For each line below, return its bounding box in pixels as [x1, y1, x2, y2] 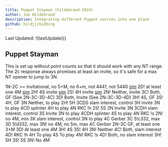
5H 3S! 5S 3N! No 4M [5, 137, 50, 143]
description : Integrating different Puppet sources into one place [5, 17, 150, 22]
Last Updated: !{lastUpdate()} [5, 35, 66, 41]
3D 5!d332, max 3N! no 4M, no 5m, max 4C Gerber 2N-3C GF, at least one [5, 121, 160, 127]
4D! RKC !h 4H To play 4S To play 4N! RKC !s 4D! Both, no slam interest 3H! [5, 132, 162, 138]
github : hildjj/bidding [5, 21, 55, 27]
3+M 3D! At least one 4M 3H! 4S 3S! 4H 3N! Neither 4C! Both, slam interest [5, 126, 162, 132]
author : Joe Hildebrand [5, 12, 55, 17]
